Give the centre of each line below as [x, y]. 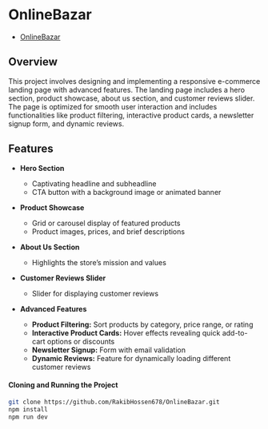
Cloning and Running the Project [63, 385]
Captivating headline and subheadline [94, 183]
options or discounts [81, 341]
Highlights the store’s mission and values [99, 262]
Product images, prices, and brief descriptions [108, 231]
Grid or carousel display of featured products [106, 223]
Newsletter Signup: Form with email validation [109, 350]
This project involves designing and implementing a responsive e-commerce [134, 81]
